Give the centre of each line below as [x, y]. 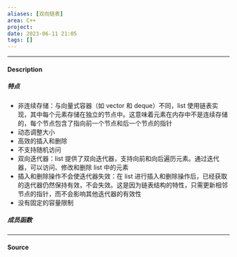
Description [25, 69]
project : [20, 27]
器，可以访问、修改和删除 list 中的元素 [73, 167]
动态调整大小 [36, 132]
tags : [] [20, 40]
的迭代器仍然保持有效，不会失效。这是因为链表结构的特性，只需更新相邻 [122, 185]
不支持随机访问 [39, 150]
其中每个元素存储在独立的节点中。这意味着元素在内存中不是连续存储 [129, 114]
